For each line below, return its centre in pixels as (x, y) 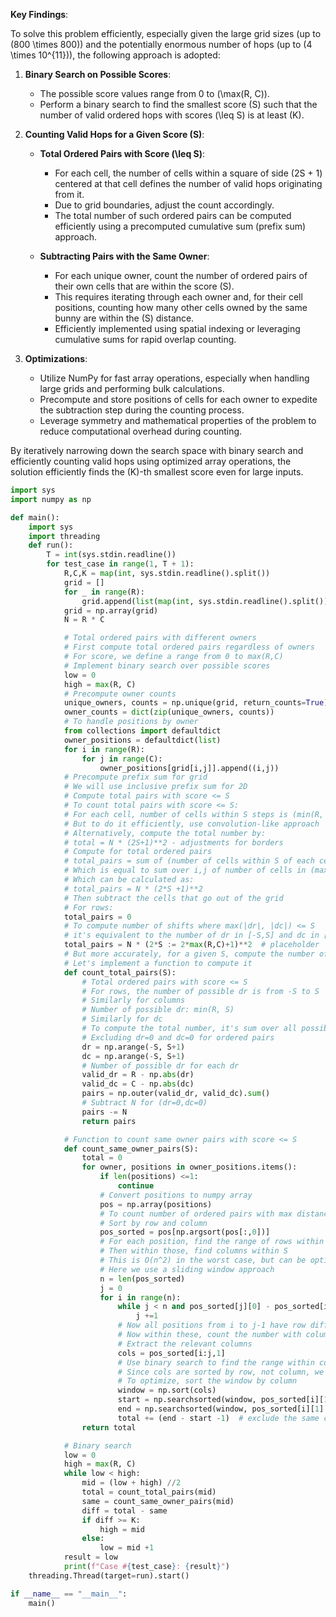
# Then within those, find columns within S (193, 1251)
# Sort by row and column (153, 1223)
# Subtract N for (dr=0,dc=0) (144, 1103)
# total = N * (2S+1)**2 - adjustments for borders (173, 842)
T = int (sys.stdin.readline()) (111, 555)
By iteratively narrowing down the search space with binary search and (157, 450)
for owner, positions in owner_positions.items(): (189, 1167)
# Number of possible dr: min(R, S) (158, 1010)
